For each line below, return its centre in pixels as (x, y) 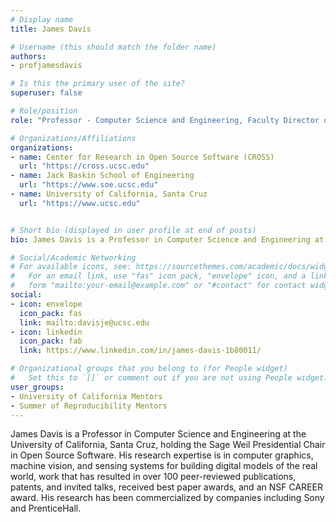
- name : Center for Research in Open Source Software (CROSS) (142, 157)
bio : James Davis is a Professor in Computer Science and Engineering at (167, 239)
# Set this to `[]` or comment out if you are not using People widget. (169, 378)
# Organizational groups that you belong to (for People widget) (149, 369)
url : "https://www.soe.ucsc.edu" (89, 185)
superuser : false (46, 93)
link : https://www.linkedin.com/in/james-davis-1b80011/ (140, 351)
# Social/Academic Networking (73, 257)
